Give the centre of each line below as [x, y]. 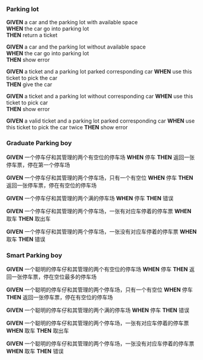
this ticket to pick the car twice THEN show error [67, 127]
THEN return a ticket [32, 35]
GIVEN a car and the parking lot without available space [76, 47]
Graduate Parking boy [39, 143]
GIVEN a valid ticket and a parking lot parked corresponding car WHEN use [101, 121]
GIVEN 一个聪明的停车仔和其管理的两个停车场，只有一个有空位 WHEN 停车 [100, 290]
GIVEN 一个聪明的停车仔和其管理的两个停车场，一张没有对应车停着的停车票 [101, 343]
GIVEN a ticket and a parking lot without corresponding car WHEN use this [100, 97]
